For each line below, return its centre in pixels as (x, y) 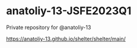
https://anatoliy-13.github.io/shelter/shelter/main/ (66, 39)
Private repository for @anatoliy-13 (49, 27)
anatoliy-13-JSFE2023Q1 (69, 11)
